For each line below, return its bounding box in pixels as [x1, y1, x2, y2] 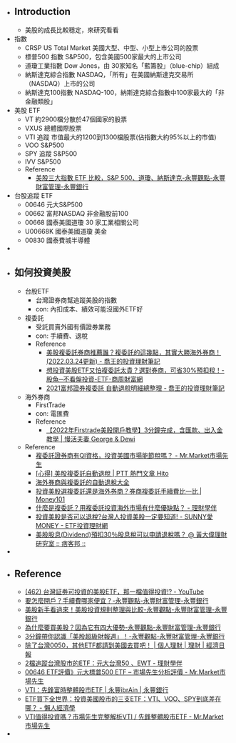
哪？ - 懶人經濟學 [24, 704, 76, 712]
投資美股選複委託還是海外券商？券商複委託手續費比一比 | [35, 487, 202, 495]
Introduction [14, 6, 71, 18]
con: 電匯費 [35, 409, 70, 417]
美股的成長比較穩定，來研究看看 [24, 25, 119, 34]
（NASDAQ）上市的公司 [24, 79, 96, 88]
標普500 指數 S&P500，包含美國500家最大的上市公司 [24, 52, 182, 61]
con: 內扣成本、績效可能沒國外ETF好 [35, 304, 143, 313]
